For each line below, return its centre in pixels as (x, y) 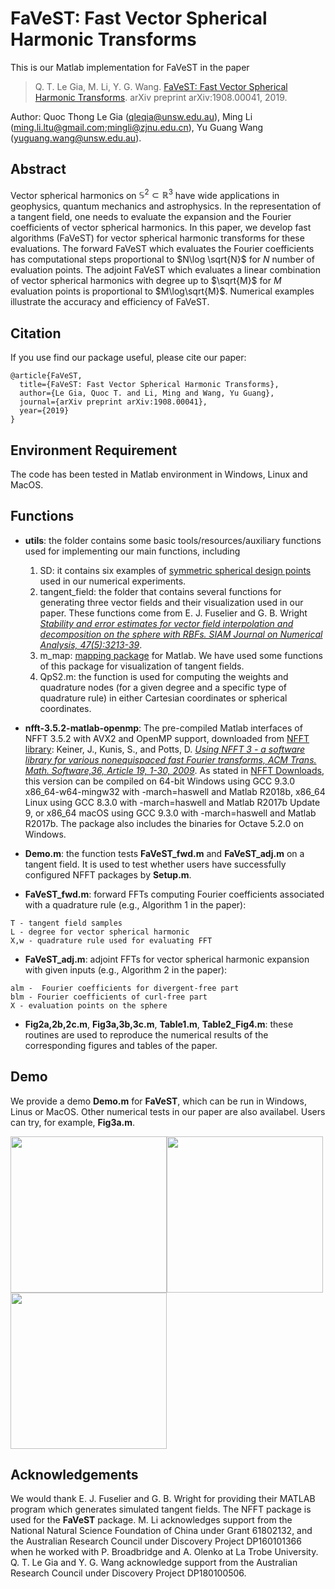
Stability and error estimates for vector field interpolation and (166, 623)
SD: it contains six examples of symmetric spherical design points (175, 570)
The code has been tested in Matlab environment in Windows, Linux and (159, 474)
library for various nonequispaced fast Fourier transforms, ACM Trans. (170, 759)
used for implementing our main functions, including (132, 551)
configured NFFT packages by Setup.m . (108, 874)
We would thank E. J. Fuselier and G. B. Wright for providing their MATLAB (163, 1499)
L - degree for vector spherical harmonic (100, 932)
